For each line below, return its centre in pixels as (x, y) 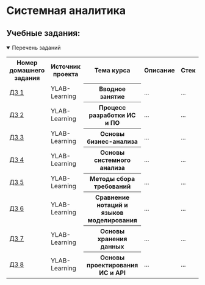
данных (112, 246)
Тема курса (112, 70)
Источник (66, 66)
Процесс (112, 107)
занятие (112, 96)
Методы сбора (112, 178)
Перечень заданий (36, 47)
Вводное (113, 89)
